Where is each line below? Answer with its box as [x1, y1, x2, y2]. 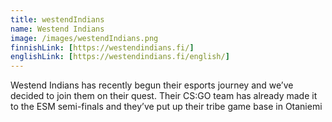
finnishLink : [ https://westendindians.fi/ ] [10, 42, 195, 53]
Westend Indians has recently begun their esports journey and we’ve [10, 79, 294, 91]
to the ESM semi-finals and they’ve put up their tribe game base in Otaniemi [10, 101, 323, 113]
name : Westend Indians [10, 24, 105, 34]
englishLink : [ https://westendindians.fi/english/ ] [10, 52, 230, 62]
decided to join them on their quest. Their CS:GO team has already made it [10, 90, 318, 102]
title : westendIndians [10, 14, 105, 25]
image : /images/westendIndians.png [10, 33, 159, 43]
